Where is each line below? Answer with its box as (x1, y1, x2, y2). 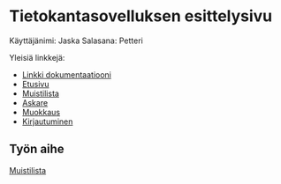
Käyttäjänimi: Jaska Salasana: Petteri (9, 35, 143, 46)
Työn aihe (9, 142, 65, 157)
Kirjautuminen (21, 116, 73, 127)
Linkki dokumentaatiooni (21, 69, 112, 80)
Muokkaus (21, 107, 61, 117)
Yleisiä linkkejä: (9, 52, 65, 63)
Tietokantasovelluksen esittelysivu (9, 6, 273, 26)
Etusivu (21, 78, 49, 89)
